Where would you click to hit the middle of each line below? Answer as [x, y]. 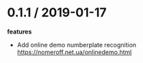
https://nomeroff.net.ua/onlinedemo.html [74, 52]
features [19, 32]
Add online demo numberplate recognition [77, 45]
